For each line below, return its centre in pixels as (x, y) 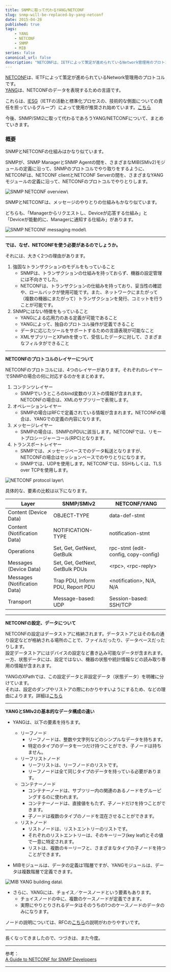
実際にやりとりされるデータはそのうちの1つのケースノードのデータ (90, 905)
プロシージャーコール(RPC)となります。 (66, 438)
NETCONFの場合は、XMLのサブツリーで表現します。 (76, 399)
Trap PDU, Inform (74, 580)
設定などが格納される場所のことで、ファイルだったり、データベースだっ (85, 640)
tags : (11, 29)
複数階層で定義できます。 (48, 871)
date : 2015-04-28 (24, 19)
